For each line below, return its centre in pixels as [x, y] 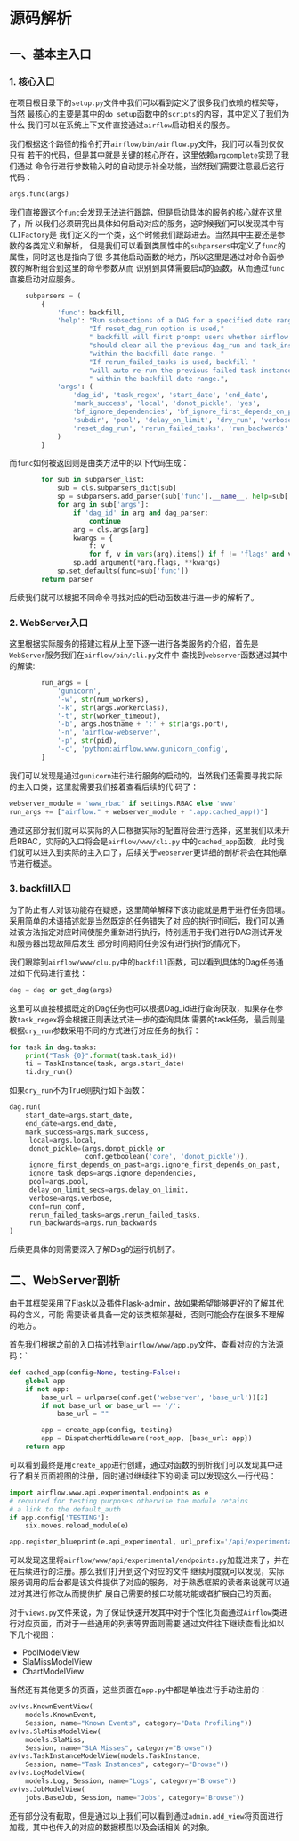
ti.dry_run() [49, 1072]
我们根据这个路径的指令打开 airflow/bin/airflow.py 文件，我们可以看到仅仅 [147, 143]
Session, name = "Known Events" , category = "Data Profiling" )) [139, 1723]
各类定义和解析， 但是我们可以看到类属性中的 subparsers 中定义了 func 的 [155, 245]
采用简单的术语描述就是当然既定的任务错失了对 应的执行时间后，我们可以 [143, 920]
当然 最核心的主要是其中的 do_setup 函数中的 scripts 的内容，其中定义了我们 [145, 113]
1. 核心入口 [32, 81]
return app [45, 1447]
